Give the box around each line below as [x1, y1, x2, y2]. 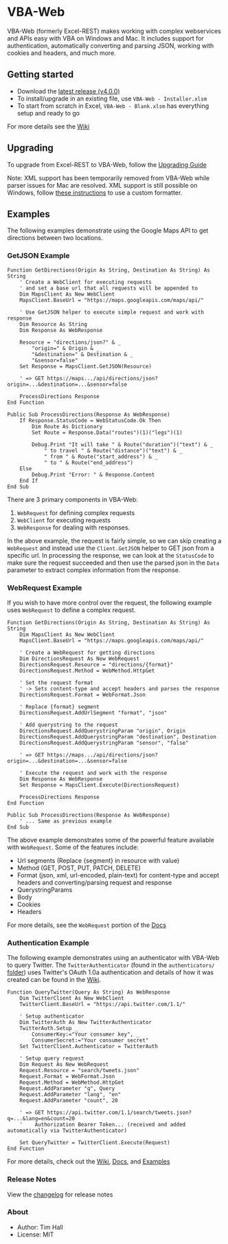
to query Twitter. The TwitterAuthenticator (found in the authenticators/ [7, 961, 215, 970]
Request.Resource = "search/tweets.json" [19, 1067, 139, 1074]
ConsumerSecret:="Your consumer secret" [32, 1037, 149, 1044]
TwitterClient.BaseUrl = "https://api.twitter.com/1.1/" [19, 1001, 186, 1008]
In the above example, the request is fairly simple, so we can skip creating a [7, 536, 222, 545]
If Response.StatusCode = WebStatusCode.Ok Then [19, 417, 161, 424]
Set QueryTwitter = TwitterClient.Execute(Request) [19, 1139, 170, 1146]
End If [19, 477, 38, 484]
